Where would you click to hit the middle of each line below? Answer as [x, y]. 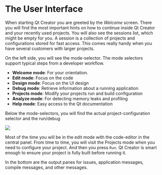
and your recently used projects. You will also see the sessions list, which [79, 33]
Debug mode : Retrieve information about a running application [75, 88]
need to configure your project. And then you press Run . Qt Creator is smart [81, 147]
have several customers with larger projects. [50, 48]
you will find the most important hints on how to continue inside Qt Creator [80, 27]
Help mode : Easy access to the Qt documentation [62, 104]
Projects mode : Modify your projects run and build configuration [77, 93]
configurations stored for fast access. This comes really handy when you [79, 43]
